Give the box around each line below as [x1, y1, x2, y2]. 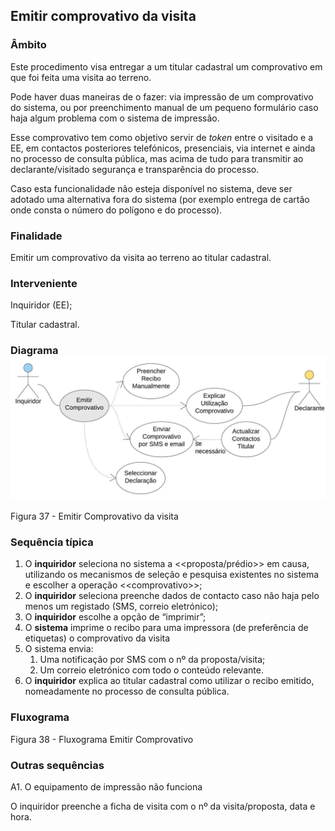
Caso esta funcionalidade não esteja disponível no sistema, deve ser [10, 182, 293, 194]
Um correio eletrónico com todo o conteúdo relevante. [39, 664, 264, 676]
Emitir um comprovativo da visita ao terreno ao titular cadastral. [10, 251, 272, 263]
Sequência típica [10, 535, 94, 549]
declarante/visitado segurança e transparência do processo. [10, 163, 260, 175]
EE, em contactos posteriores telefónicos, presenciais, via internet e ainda [10, 142, 316, 154]
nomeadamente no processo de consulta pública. [24, 685, 230, 698]
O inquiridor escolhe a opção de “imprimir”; [24, 611, 207, 623]
